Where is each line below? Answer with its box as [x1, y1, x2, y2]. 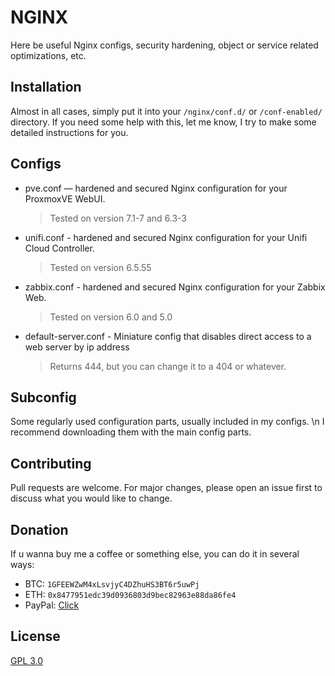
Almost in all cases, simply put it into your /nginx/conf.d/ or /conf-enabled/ [10, 105, 323, 117]
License [10, 628, 61, 645]
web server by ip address [24, 341, 130, 353]
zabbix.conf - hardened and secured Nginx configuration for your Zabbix [24, 281, 326, 293]
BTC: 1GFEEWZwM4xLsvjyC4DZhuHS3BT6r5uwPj [24, 578, 200, 590]
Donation [10, 521, 69, 538]
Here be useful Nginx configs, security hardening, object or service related [10, 39, 319, 51]
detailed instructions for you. [10, 126, 129, 138]
